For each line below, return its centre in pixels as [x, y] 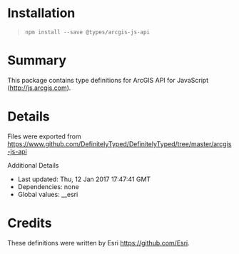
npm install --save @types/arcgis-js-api [87, 32]
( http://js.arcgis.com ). [39, 88]
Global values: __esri [48, 194]
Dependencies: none [49, 186]
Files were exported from [44, 136]
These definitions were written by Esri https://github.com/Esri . [99, 243]
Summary [37, 60]
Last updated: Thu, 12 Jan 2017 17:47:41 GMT [84, 179]
